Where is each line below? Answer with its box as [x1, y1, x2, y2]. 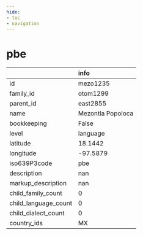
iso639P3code [9, 159, 53, 168]
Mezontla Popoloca [78, 109, 134, 118]
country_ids [9, 219, 43, 228]
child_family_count [9, 189, 62, 198]
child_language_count [9, 199, 72, 207]
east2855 [78, 99, 107, 108]
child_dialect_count [9, 209, 65, 218]
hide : [6, 9, 20, 15]
